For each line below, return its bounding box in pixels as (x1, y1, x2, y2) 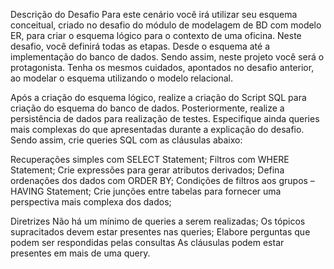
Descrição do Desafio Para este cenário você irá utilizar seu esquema (10, 9, 298, 20)
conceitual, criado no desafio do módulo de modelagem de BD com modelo (10, 19, 322, 31)
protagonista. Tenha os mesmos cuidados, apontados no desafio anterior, (10, 62, 315, 73)
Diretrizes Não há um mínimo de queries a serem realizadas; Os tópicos (10, 215, 306, 227)
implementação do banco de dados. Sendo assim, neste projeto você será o (10, 51, 325, 63)
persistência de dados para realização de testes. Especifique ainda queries (10, 113, 320, 124)
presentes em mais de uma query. (10, 247, 151, 259)
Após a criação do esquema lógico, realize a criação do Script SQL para (10, 92, 307, 103)
